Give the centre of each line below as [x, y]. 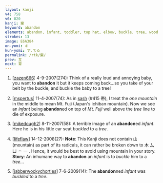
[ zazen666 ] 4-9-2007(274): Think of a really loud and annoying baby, [82, 78]
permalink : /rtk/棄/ [26, 55]
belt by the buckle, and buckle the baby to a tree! [61, 88]
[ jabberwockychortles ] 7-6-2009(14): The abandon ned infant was [79, 171]
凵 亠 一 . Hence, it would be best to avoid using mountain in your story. [84, 151]
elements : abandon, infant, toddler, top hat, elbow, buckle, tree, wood [82, 32]
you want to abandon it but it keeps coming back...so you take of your [83, 83]
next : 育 [13, 64]
